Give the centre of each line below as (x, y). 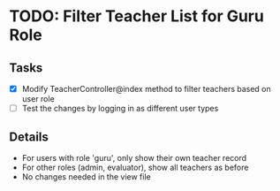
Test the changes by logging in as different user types (120, 109)
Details (29, 137)
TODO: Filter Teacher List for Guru (137, 16)
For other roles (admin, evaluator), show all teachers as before (135, 167)
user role (38, 99)
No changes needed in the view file (87, 176)
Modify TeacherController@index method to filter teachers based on (146, 89)
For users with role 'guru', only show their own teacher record (134, 157)
